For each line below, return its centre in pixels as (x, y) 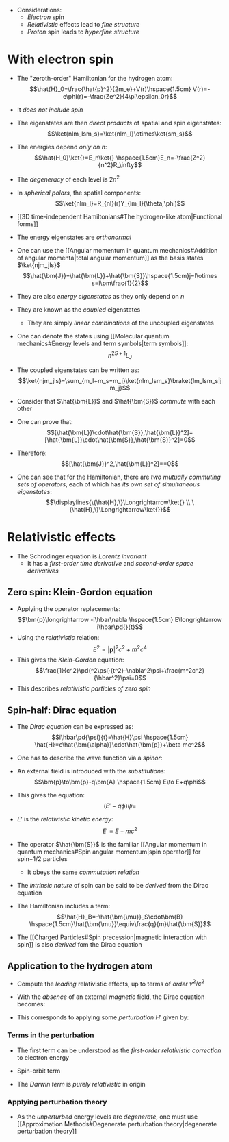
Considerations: (39, 10)
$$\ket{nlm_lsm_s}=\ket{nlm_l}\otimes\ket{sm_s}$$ (120, 134)
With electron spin (60, 59)
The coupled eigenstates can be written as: (78, 370)
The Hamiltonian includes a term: (64, 906)
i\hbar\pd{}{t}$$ (120, 627)
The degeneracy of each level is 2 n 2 (68, 179)
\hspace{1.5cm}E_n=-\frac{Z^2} (161, 158)
